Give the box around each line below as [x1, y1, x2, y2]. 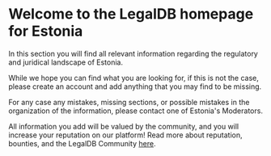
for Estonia [8, 22, 83, 40]
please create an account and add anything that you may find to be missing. [8, 82, 262, 91]
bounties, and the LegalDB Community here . [8, 138, 156, 148]
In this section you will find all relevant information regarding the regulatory [8, 48, 259, 58]
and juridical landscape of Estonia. [8, 57, 124, 67]
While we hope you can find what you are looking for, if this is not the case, [8, 73, 259, 82]
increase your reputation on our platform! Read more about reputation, [8, 130, 243, 140]
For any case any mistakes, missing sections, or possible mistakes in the [8, 97, 250, 107]
